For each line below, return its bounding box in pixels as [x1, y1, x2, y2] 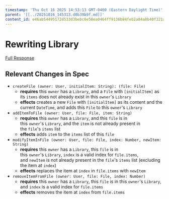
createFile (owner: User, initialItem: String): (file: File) [12, 84, 146, 89]
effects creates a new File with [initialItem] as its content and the [20, 99, 162, 105]
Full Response [5, 55, 34, 61]
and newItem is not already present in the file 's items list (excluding [20, 157, 160, 163]
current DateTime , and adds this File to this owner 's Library [20, 104, 142, 111]
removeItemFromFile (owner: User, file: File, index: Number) [12, 174, 146, 179]
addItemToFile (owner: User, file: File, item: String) [12, 111, 132, 116]
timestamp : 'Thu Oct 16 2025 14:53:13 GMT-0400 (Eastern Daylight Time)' [5, 7, 163, 13]
